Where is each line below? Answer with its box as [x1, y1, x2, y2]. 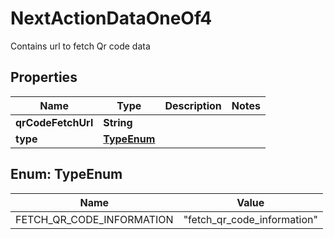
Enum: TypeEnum [10, 166, 123, 183]
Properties [10, 69, 78, 86]
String [103, 115, 133, 129]
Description [164, 98, 222, 112]
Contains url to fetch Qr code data [10, 40, 151, 52]
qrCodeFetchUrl [15, 115, 94, 129]
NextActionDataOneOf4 [10, 7, 213, 30]
